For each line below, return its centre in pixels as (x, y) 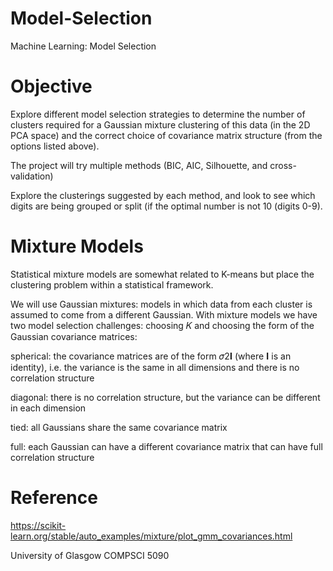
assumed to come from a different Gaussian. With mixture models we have (164, 314)
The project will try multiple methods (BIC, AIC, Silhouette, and (139, 165)
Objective (51, 86)
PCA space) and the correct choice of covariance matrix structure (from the (166, 135)
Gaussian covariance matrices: (74, 336)
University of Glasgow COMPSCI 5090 (90, 555)
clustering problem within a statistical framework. (112, 284)
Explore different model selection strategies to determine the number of (158, 114)
